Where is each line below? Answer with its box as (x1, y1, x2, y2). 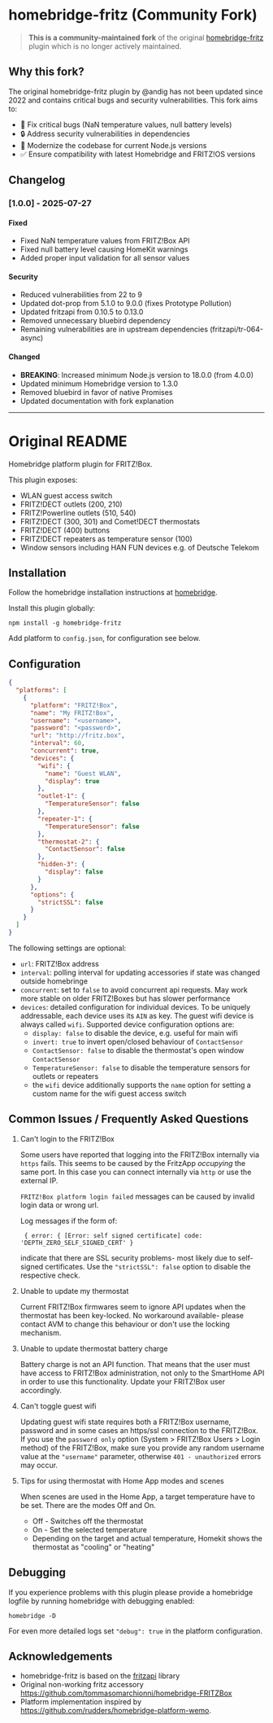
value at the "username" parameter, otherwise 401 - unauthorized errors (19, 1451, 262, 1461)
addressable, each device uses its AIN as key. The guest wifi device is (19, 1011, 254, 1020)
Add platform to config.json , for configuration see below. (8, 634, 201, 643)
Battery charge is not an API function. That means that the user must (19, 1359, 250, 1369)
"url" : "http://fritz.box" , (29, 731, 126, 740)
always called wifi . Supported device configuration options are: (19, 1019, 235, 1029)
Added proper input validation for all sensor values (19, 253, 190, 263)
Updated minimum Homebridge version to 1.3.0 (19, 379, 179, 388)
